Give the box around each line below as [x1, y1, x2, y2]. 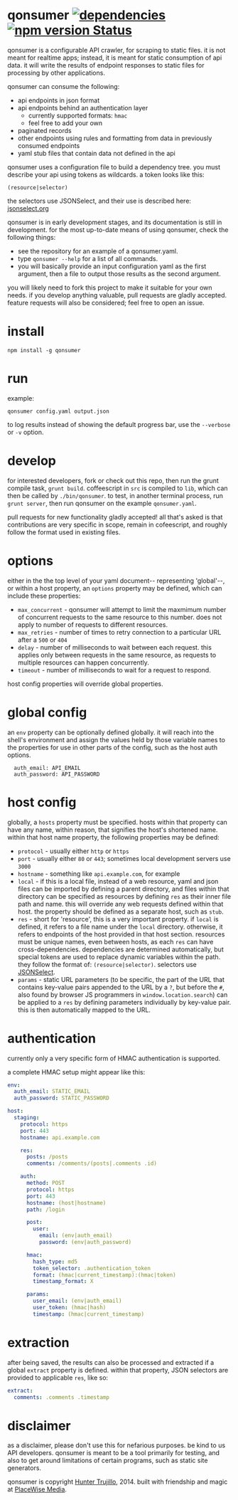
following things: [7, 233, 56, 241]
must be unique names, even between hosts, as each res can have [17, 937, 214, 946]
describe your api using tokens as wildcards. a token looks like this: [7, 170, 205, 179]
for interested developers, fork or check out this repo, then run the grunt [7, 476, 219, 485]
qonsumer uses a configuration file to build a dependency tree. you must [7, 162, 220, 171]
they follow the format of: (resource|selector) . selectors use [17, 960, 198, 968]
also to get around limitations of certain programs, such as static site [7, 1456, 208, 1465]
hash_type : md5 [33, 1258, 78, 1265]
